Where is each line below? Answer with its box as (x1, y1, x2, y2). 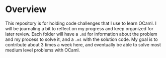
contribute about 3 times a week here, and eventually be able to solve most (5, 41, 161, 47)
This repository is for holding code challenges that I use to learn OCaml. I (5, 20, 157, 26)
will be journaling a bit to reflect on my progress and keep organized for (5, 25, 154, 31)
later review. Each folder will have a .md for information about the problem (5, 31, 157, 37)
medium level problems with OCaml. (5, 47, 80, 53)
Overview (5, 4, 47, 15)
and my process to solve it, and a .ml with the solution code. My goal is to (5, 36, 158, 42)
